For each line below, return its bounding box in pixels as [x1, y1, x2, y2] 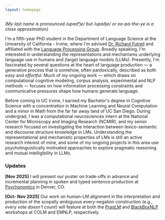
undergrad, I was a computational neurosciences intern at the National [5, 113, 148, 119]
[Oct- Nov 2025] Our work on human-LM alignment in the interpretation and [5, 193, 160, 199]
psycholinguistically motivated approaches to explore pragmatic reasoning [5, 145, 157, 150]
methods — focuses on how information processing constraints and [5, 82, 143, 89]
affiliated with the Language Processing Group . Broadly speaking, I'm [5, 46, 146, 52]
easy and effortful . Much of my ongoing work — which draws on [5, 72, 136, 78]
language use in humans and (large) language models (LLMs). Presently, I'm [5, 56, 160, 62]
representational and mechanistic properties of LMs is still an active [5, 134, 142, 140]
